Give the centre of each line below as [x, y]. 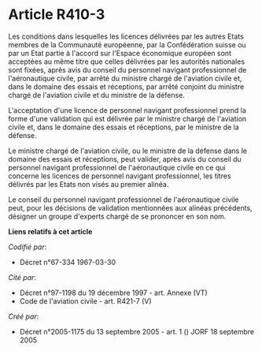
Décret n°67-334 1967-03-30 [68, 262]
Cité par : [22, 277]
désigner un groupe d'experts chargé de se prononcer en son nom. [117, 216]
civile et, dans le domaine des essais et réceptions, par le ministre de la [124, 127]
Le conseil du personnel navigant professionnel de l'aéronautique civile [124, 200]
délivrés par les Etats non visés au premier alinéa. [89, 184]
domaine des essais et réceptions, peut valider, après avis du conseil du [125, 159]
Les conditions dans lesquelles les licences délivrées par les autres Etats [126, 36]
